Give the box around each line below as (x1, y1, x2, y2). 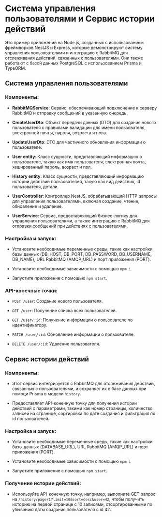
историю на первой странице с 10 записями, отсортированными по (12, 501, 153, 507)
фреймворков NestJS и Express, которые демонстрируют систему (5, 45, 143, 50)
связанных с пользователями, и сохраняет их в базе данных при (12, 386, 147, 392)
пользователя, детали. (12, 184, 59, 189)
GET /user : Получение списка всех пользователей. (12, 308, 117, 313)
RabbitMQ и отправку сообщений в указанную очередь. (12, 110, 128, 116)
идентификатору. (12, 322, 47, 328)
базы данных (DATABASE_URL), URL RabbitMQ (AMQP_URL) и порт (12, 444, 148, 450)
